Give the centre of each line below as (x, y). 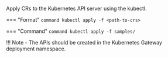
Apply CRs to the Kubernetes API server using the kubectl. (76, 8)
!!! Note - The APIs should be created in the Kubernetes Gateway (84, 42)
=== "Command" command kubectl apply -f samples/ (71, 31)
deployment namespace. (36, 49)
